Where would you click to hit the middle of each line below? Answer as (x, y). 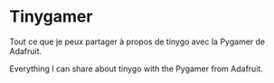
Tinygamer (51, 17)
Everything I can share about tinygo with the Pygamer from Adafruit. (137, 69)
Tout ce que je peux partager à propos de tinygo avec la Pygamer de (137, 41)
